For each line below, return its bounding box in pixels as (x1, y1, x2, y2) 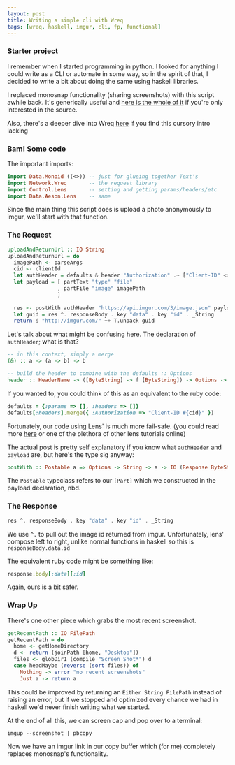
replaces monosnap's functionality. (7, 749, 108, 758)
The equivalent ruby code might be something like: (7, 557, 154, 565)
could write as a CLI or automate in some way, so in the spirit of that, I (7, 69, 208, 78)
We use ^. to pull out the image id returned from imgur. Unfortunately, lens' (7, 530, 225, 538)
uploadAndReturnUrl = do (7, 252, 80, 259)
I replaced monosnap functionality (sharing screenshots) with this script (7, 90, 215, 99)
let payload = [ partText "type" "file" (13, 279, 133, 286)
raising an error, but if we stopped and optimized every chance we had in (7, 695, 218, 704)
